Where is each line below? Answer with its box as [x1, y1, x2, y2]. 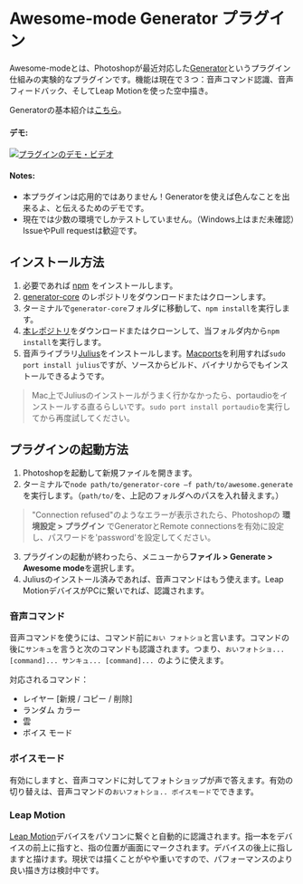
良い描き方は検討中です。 [9, 864, 104, 875]
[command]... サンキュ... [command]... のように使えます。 [9, 655, 229, 666]
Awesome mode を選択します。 [22, 562, 140, 573]
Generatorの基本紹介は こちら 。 [9, 104, 127, 115]
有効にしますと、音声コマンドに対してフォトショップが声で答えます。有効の [9, 774, 294, 785]
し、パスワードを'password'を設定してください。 [31, 532, 215, 543]
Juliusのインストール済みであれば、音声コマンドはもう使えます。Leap [22, 573, 284, 584]
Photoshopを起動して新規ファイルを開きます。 [22, 467, 197, 478]
